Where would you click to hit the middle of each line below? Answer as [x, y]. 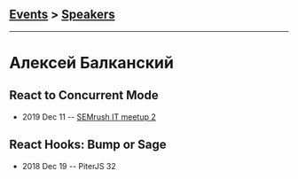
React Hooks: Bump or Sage [88, 145]
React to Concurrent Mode [84, 95]
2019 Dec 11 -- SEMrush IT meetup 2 [89, 117]
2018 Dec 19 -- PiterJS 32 [69, 166]
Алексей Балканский [92, 63]
